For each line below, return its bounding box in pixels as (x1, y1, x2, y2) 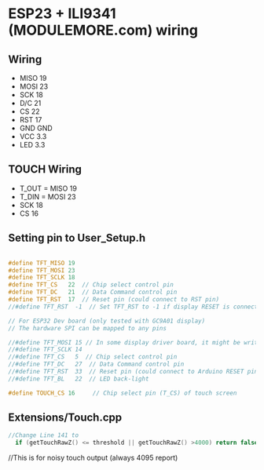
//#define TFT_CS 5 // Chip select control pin (8, 353, 178, 361)
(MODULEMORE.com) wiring (8, 21, 199, 39)
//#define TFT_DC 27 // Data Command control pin (8, 360, 185, 369)
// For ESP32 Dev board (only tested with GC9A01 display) (8, 317, 206, 325)
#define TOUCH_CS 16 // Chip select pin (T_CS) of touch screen (8, 389, 237, 397)
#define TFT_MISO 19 (8, 259, 76, 267)
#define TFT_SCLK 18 (8, 274, 76, 282)
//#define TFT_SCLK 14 (8, 346, 82, 354)
